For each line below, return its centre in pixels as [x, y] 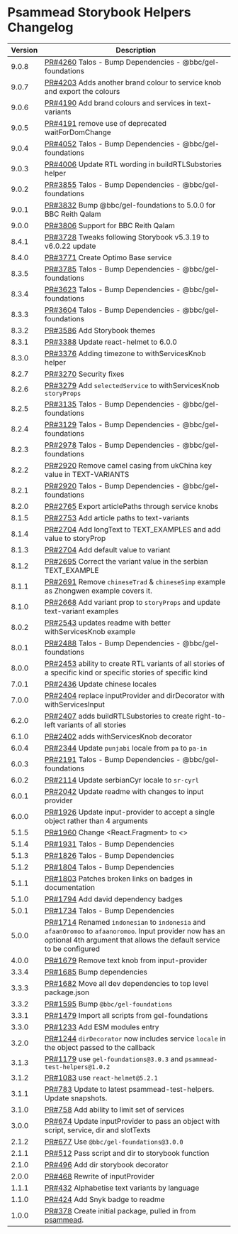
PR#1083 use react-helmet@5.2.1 [101, 1078]
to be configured [73, 948]
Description [136, 50]
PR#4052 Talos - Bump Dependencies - [113, 144]
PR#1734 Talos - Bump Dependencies [110, 911]
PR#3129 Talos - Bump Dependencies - [113, 424]
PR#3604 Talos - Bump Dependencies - [113, 310]
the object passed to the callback [100, 1047]
